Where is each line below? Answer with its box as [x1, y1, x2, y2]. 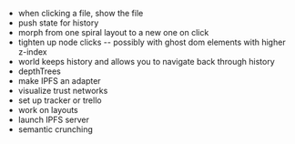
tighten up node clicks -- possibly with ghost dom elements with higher [17, 36, 286, 47]
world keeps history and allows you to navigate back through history [17, 57, 275, 67]
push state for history [17, 17, 99, 28]
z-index [17, 46, 47, 57]
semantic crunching [17, 124, 93, 135]
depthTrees [17, 66, 62, 77]
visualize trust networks [17, 86, 108, 96]
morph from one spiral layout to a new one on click [17, 27, 209, 37]
